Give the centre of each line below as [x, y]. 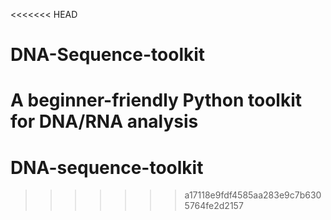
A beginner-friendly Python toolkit [156, 100]
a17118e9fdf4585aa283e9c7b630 [253, 195]
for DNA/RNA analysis [104, 121]
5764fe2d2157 [214, 206]
